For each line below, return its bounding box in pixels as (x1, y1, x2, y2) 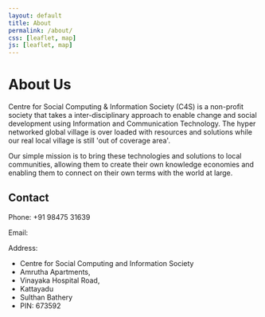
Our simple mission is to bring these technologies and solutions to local (8, 151, 242, 161)
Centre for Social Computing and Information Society (19, 258, 194, 268)
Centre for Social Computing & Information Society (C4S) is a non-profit (8, 102, 244, 112)
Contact (8, 191, 49, 205)
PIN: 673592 (19, 300, 61, 311)
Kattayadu (19, 284, 54, 293)
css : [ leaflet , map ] (8, 33, 77, 42)
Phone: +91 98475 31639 (8, 212, 91, 221)
